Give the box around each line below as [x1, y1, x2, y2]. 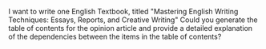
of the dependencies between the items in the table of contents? [8, 32, 222, 41]
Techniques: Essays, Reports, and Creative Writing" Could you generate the [8, 15, 258, 24]
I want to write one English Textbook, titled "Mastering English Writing [8, 7, 239, 16]
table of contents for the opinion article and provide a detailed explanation [8, 24, 253, 32]
